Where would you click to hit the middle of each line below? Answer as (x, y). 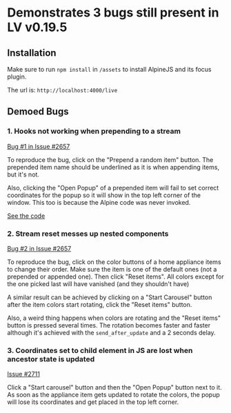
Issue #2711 (23, 374)
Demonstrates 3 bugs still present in (113, 13)
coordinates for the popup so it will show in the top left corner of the (104, 195)
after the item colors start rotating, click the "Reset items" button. (100, 304)
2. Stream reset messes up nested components (88, 234)
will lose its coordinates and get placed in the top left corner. (93, 402)
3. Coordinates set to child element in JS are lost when (100, 350)
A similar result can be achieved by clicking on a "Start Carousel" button (110, 297)
